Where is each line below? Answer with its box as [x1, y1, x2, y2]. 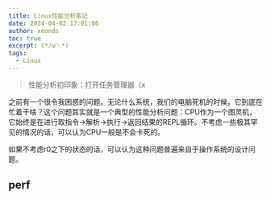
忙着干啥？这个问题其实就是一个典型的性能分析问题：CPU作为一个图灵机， [8, 106, 256, 117]
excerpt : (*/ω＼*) [8, 42, 69, 50]
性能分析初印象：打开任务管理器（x [27, 80, 146, 89]
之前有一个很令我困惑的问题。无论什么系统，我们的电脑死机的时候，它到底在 [8, 97, 263, 106]
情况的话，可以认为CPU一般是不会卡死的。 [22, 126, 165, 137]
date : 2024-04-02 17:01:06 [8, 19, 99, 27]
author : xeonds [8, 27, 60, 35]
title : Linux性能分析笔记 [8, 11, 89, 20]
